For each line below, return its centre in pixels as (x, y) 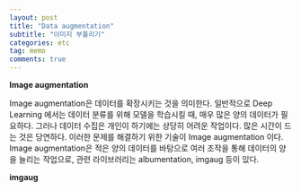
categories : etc (40, 43)
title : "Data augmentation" (62, 26)
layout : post (34, 17)
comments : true (38, 59)
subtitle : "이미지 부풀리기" (57, 34)
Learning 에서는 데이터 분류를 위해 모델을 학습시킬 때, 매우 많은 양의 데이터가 (144, 114)
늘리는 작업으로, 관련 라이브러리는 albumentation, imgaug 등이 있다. (139, 159)
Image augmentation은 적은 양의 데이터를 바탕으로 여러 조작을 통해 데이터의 (143, 148)
